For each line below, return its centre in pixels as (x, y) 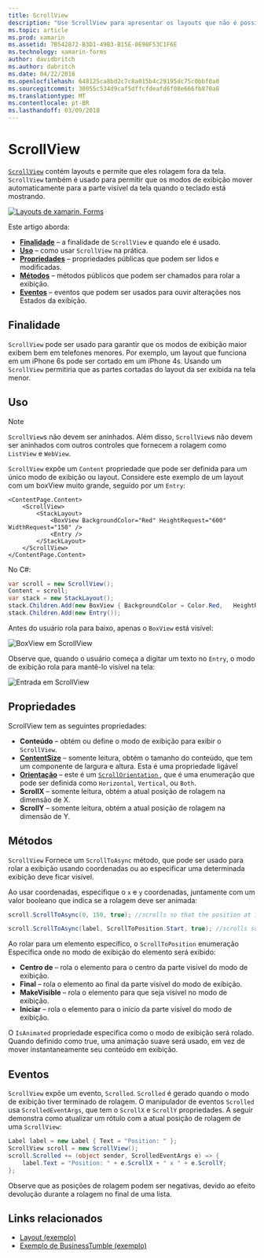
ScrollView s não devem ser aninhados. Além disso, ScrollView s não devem (130, 437)
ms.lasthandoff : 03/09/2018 (54, 111)
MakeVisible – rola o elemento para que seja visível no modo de (123, 993)
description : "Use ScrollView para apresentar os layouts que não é (123, 23)
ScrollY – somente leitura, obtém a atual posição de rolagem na (122, 808)
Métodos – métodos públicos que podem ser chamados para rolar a (130, 275)
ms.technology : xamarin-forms (58, 52)
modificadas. (40, 267)
